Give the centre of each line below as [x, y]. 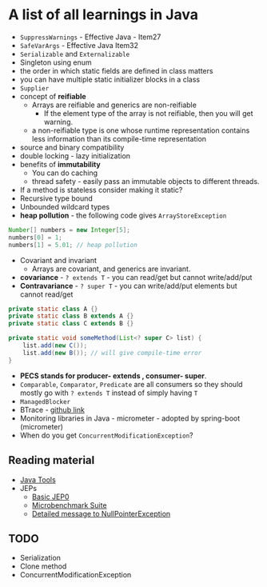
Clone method [43, 566]
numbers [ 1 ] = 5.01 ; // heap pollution [73, 245]
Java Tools [38, 479]
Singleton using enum [56, 62]
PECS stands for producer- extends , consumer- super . [113, 375]
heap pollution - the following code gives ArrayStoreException [123, 215]
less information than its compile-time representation [119, 138]
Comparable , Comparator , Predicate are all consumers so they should [131, 384]
